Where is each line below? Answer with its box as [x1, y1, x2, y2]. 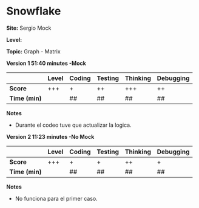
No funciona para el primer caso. [15, 195, 98, 202]
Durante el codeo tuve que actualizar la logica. [15, 121, 132, 129]
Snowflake [6, 4, 61, 18]
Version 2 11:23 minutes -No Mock [6, 133, 95, 140]
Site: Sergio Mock [6, 24, 52, 32]
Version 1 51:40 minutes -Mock [6, 59, 86, 67]
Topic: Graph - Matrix [6, 47, 61, 55]
